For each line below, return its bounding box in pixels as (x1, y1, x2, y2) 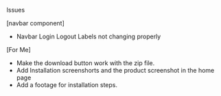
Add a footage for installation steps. (16, 81, 118, 88)
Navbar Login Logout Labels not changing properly (16, 32, 161, 40)
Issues (6, 6, 25, 14)
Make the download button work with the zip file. (16, 59, 155, 67)
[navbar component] (6, 19, 65, 27)
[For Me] (6, 46, 32, 53)
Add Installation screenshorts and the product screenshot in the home (16, 67, 215, 74)
